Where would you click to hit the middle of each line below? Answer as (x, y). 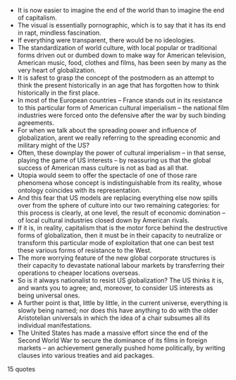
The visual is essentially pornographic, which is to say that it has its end (122, 25)
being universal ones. (49, 295)
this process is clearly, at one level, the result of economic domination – (121, 213)
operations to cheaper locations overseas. (79, 273)
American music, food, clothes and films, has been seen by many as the (122, 63)
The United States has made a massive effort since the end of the (113, 333)
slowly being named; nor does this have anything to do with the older (118, 310)
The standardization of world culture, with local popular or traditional (117, 48)
